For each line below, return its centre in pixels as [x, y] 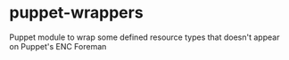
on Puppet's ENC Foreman [58, 46]
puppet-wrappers [77, 13]
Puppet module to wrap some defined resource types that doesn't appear [144, 37]
